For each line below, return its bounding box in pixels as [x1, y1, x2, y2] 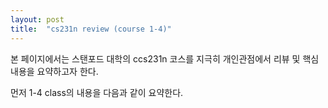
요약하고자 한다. [36, 65, 99, 77]
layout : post [10, 14, 65, 25]
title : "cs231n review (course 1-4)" [10, 24, 172, 34]
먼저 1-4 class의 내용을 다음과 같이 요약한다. [10, 86, 184, 98]
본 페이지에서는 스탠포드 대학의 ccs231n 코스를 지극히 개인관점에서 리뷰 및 [10, 52, 301, 65]
